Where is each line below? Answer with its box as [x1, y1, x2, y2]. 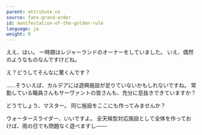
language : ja [6, 25, 39, 32]
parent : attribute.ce [6, 8, 61, 15]
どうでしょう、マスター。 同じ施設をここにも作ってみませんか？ [6, 102, 166, 109]
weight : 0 [6, 31, 31, 37]
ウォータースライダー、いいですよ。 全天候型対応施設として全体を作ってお [6, 115, 192, 122]
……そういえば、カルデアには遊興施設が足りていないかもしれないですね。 [6, 82, 190, 89]
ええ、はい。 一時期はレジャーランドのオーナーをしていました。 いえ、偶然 [6, 49, 194, 56]
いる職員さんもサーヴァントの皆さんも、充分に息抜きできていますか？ [22, 89, 197, 96]
